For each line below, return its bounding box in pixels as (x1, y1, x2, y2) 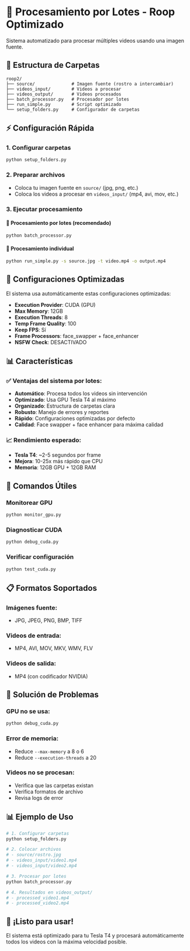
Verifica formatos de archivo (14, 788, 84, 795)
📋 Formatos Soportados (6, 583, 98, 593)
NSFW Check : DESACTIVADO (14, 338, 87, 345)
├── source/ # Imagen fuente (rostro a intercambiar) (6, 81, 174, 87)
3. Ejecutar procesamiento (6, 205, 83, 213)
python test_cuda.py (6, 566, 57, 572)
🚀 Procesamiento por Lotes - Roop (6, 5, 175, 19)
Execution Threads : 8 (14, 313, 68, 321)
